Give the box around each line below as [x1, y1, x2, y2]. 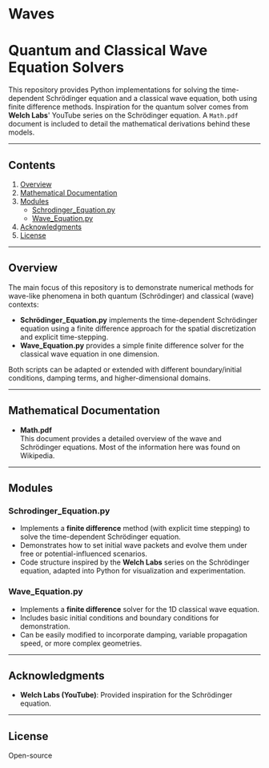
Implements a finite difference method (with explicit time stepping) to [19, 524, 251, 533]
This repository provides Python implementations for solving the [8, 85, 220, 94]
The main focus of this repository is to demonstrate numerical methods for [8, 282, 254, 292]
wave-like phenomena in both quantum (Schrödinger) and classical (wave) [8, 291, 255, 300]
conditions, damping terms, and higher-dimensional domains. [8, 373, 211, 383]
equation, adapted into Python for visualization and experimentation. [19, 566, 246, 576]
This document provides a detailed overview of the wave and [19, 433, 222, 443]
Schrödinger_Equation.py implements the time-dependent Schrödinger [19, 315, 258, 324]
